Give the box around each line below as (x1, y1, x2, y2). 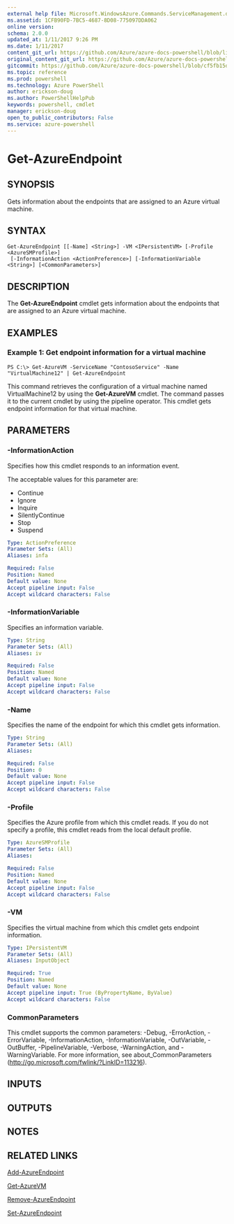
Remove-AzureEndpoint (7, 1195, 76, 1203)
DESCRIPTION (7, 280, 70, 292)
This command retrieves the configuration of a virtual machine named (7, 382, 208, 390)
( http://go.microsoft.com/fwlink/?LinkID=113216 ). (7, 1058, 148, 1066)
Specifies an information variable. (7, 623, 104, 631)
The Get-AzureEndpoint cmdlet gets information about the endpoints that (7, 299, 219, 308)
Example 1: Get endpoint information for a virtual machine (7, 347, 206, 357)
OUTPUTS (7, 1102, 52, 1114)
